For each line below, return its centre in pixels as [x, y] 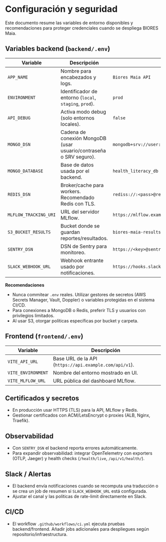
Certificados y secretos [42, 398]
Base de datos [77, 165]
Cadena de [73, 132]
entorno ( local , [78, 97]
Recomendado [78, 197]
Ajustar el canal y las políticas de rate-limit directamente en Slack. [79, 496]
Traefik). [21, 421]
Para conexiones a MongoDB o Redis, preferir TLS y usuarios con [79, 310]
